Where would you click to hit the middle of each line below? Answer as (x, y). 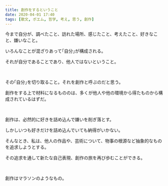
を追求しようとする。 (27, 147)
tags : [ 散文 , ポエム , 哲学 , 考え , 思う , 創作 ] (49, 19)
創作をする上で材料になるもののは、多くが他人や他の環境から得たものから (82, 93)
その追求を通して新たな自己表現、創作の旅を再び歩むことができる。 (75, 158)
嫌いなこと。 (27, 40)
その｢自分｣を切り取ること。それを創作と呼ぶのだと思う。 (64, 82)
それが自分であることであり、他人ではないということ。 (62, 62)
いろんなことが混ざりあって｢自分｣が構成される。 (55, 51)
